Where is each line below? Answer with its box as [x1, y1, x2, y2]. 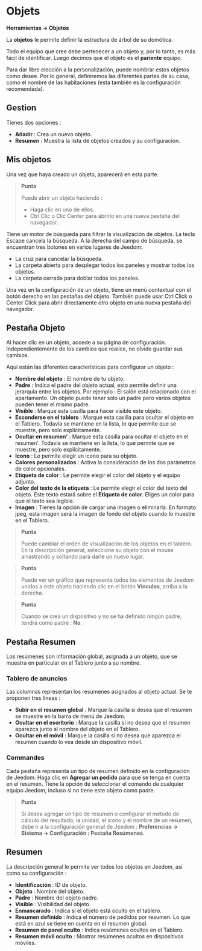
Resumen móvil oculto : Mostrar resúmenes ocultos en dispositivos [14, 932, 184, 939]
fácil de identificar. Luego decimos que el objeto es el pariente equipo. [6, 54, 183, 61]
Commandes [6, 754, 45, 762]
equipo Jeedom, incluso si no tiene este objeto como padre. [6, 786, 156, 794]
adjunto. [14, 478, 36, 485]
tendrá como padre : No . [21, 619, 83, 627]
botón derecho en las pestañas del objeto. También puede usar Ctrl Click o [6, 292, 192, 300]
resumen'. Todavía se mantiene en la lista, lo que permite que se [14, 439, 175, 447]
